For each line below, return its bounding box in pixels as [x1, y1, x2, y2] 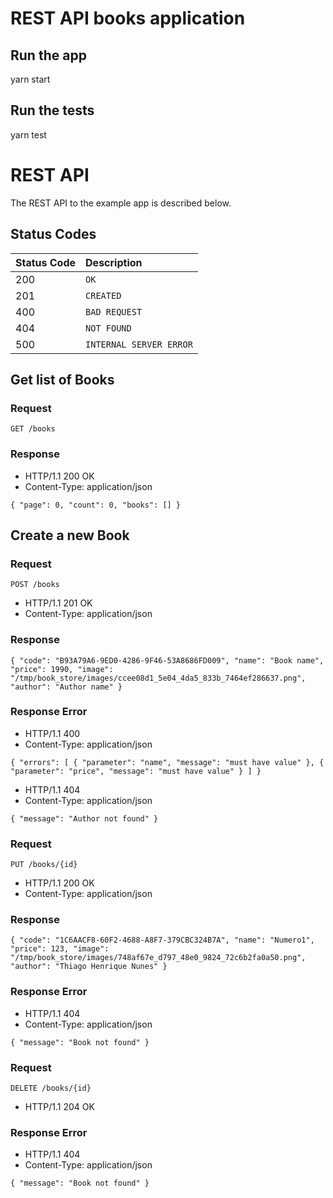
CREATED [85, 290, 122, 301]
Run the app [10, 47, 87, 64]
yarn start [10, 73, 51, 85]
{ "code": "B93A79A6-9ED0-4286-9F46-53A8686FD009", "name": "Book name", [10, 655, 325, 666]
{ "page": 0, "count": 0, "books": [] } [10, 500, 182, 510]
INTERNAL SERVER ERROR [85, 338, 193, 350]
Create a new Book [10, 527, 130, 544]
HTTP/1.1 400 [24, 727, 81, 739]
